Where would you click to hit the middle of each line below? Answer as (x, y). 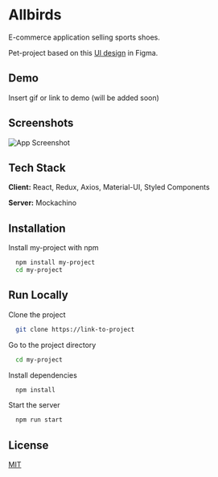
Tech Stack (37, 167)
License (29, 445)
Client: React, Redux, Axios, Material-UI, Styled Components (109, 187)
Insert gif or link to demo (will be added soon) (84, 98)
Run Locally (38, 295)
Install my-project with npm (53, 248)
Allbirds (35, 15)
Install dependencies (43, 375)
